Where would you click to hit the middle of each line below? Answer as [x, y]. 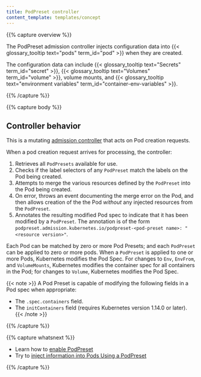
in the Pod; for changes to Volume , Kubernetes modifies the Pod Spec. [93, 271]
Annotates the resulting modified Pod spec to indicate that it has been [101, 215]
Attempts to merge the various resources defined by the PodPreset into [103, 183]
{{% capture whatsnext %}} [41, 338]
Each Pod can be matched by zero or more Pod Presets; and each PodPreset [101, 246]
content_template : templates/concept [54, 17]
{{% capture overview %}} [39, 34]
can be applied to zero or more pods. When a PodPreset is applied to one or [100, 252]
